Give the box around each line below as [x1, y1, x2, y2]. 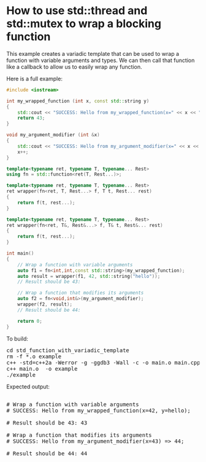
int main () [6, 250, 34, 256]
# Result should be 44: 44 [6, 450, 88, 457]
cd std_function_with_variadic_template [6, 347, 130, 353]
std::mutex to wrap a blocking [6, 17, 161, 31]
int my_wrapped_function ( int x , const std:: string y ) [6, 98, 150, 104]
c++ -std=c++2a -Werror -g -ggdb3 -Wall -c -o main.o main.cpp [6, 359, 200, 366]
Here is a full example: [6, 75, 63, 82]
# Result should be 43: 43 [6, 419, 88, 426]
